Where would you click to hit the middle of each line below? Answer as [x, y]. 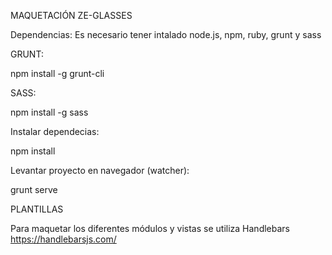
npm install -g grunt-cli [57, 73]
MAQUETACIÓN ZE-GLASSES [71, 15]
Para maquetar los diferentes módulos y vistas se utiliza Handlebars [150, 228]
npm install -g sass [49, 112]
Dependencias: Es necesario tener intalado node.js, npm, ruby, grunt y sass [166, 34]
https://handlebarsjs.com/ [63, 239]
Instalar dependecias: [55, 131]
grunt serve [34, 189]
